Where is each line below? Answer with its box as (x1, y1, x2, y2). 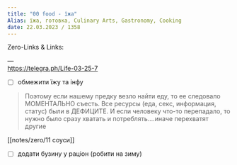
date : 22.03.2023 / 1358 (7, 23, 81, 30)
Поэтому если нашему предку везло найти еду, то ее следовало (24, 92, 221, 101)
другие (24, 122, 47, 131)
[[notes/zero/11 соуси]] (7, 136, 75, 144)
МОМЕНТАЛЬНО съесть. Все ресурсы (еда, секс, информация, (24, 100, 216, 108)
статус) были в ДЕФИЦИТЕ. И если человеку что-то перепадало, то (24, 107, 231, 115)
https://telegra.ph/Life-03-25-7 (7, 64, 98, 73)
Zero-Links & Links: (7, 43, 64, 52)
